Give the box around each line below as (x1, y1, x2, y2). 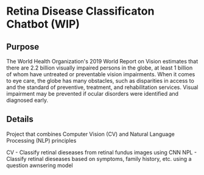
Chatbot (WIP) (6, 17, 80, 31)
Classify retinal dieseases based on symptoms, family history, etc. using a (6, 155, 192, 162)
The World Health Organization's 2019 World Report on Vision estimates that (6, 58, 199, 65)
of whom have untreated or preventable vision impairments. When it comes (6, 71, 195, 77)
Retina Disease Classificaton (6, 4, 155, 18)
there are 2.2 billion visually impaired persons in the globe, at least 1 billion (6, 64, 193, 71)
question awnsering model (6, 162, 73, 169)
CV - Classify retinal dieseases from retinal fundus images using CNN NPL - (6, 148, 197, 156)
